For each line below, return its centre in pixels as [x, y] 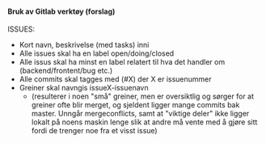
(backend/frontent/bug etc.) [66, 71]
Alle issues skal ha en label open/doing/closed [97, 53]
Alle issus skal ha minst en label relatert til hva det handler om [122, 62]
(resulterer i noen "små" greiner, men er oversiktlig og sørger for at [143, 96]
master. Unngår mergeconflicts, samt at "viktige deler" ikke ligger [140, 114]
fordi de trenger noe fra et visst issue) [95, 131]
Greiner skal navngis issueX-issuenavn [84, 88]
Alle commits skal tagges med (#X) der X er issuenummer [115, 79]
